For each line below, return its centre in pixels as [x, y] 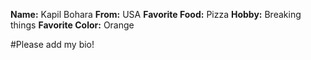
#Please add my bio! [52, 44]
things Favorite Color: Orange [72, 25]
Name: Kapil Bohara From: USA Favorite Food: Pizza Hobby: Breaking [156, 14]
